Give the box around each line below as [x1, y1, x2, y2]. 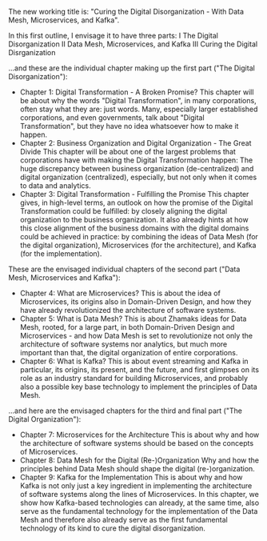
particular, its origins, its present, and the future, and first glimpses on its [19, 365, 260, 375]
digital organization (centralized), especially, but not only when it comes [19, 172, 257, 182]
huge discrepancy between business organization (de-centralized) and [19, 164, 254, 173]
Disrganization [8, 48, 56, 57]
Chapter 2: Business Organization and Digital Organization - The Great [19, 138, 252, 147]
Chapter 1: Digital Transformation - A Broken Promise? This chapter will [19, 87, 254, 97]
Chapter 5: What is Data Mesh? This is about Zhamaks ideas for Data [19, 314, 247, 323]
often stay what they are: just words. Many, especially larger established [19, 104, 258, 114]
